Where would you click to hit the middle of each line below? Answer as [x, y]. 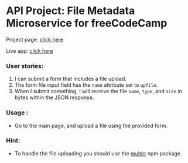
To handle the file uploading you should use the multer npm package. [98, 153]
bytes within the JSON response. [54, 97]
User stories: [25, 66]
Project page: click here [35, 39]
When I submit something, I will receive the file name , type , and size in [98, 91]
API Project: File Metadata [71, 11]
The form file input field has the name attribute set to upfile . [86, 85]
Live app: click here [30, 50]
